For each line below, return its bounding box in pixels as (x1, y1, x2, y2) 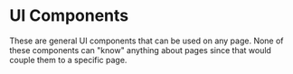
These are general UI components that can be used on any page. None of (9, 35, 284, 46)
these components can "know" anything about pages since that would (9, 44, 271, 55)
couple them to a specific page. (9, 54, 128, 65)
